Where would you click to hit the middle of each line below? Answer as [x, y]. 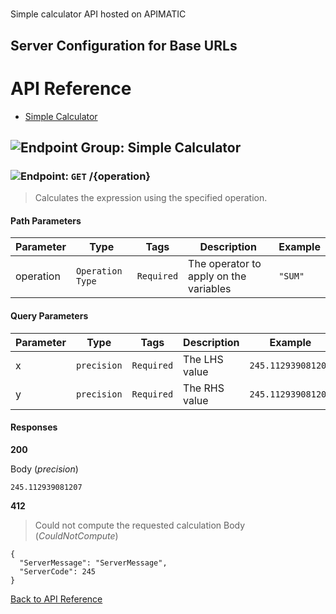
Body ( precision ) [44, 469]
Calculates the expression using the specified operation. [151, 198]
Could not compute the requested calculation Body [140, 525]
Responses [34, 427]
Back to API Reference [56, 599]
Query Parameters [49, 316]
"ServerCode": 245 [58, 571]
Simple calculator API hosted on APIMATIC [98, 14]
